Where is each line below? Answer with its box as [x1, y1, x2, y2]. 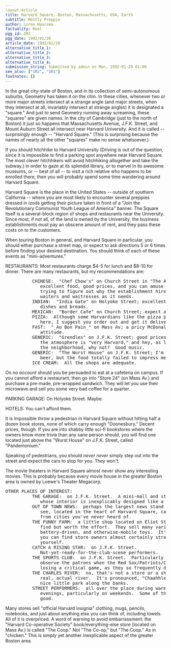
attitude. [40, 329, 65, 335]
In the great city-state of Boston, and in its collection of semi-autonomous [5, 88, 160, 94]
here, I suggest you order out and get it [40, 319, 148, 325]
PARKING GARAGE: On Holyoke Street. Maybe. [5, 395, 103, 402]
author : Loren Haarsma [5, 21, 53, 27]
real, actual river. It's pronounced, [40, 575, 140, 581]
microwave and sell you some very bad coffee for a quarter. [5, 386, 131, 392]
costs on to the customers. [5, 227, 62, 233]
